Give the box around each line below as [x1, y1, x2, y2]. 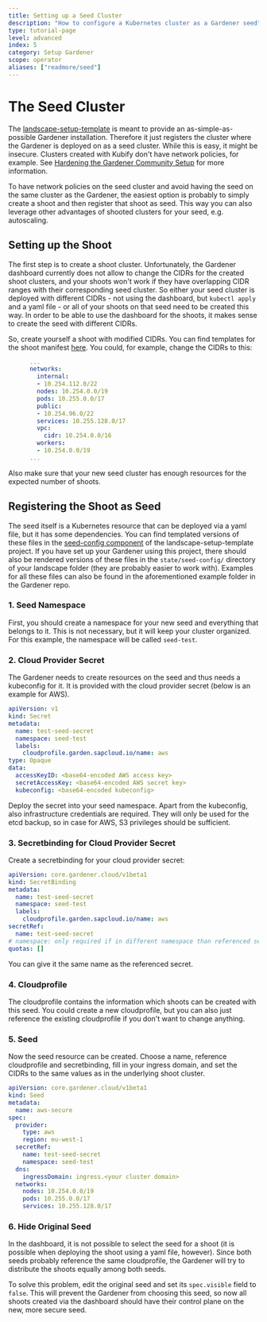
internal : [37, 373, 69, 381]
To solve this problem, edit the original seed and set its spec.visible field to [8, 1280, 257, 1289]
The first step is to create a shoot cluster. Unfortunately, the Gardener [8, 259, 237, 269]
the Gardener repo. [8, 580, 71, 589]
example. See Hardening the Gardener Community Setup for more [8, 157, 225, 167]
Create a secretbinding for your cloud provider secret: [8, 855, 185, 865]
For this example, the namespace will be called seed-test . [8, 634, 198, 644]
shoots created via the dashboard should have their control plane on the [8, 1297, 245, 1306]
